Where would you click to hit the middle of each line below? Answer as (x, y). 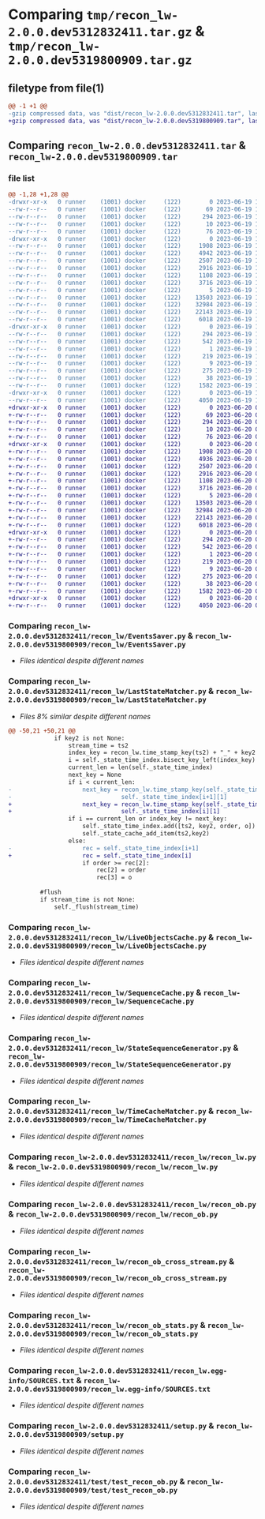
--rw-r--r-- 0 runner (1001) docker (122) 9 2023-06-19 (130, 364)
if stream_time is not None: (88, 899)
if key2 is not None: (90, 738)
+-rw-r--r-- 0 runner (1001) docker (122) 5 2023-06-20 (130, 496)
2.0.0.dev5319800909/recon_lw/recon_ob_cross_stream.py (118, 1278)
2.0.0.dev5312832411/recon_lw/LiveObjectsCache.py (107, 938)
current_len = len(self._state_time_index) (141, 767)
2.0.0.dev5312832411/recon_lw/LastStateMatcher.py (107, 692)
